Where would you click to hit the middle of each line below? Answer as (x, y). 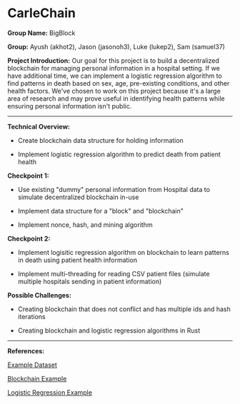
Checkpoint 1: (28, 176)
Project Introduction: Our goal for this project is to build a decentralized (114, 60)
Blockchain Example (37, 378)
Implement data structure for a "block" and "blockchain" (100, 211)
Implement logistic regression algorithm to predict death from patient (119, 154)
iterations (31, 316)
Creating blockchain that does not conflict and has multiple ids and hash (124, 309)
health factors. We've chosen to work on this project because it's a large (114, 91)
